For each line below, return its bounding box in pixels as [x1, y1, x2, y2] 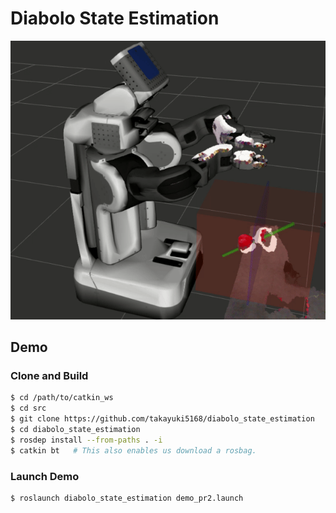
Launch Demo [10, 469, 80, 483]
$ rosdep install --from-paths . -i [10, 435, 163, 445]
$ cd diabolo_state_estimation [10, 424, 141, 434]
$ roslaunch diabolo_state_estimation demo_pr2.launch [10, 493, 244, 503]
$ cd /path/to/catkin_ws [10, 393, 114, 403]
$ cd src [10, 403, 47, 414]
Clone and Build [10, 368, 89, 382]
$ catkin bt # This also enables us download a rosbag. [10, 445, 257, 456]
